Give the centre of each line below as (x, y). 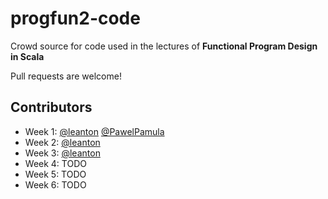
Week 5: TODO (55, 174)
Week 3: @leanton (62, 153)
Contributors (51, 107)
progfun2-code (75, 18)
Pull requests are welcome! (66, 76)
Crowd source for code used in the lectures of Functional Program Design (164, 46)
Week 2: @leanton (62, 142)
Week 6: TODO (55, 184)
